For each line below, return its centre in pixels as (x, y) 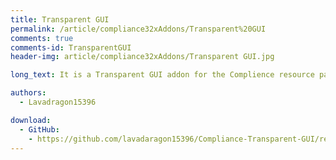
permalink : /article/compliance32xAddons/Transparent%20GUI (138, 29)
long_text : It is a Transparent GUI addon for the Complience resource (162, 75)
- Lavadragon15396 (58, 102)
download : (31, 120)
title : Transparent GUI (60, 19)
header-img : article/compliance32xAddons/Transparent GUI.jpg (142, 57)
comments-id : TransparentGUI (71, 47)
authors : (28, 93)
